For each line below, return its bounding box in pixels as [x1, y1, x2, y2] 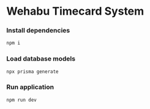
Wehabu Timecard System [6, 4, 144, 18]
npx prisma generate [6, 69, 59, 75]
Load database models [6, 55, 75, 63]
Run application [6, 83, 54, 91]
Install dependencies [6, 26, 70, 35]
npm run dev [6, 97, 37, 103]
